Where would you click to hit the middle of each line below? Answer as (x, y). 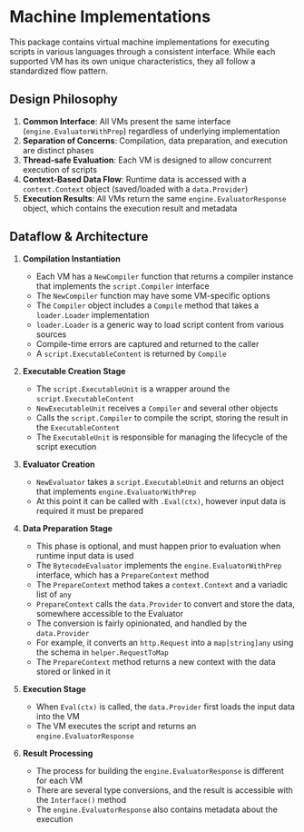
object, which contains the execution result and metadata (130, 208)
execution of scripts (60, 169)
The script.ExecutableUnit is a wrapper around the (133, 389)
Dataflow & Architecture (79, 237)
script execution (66, 446)
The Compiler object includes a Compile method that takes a (147, 305)
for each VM (59, 780)
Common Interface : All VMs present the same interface (127, 121)
